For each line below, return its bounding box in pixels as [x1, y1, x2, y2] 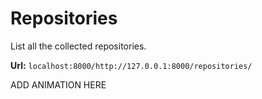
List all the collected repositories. [10, 40, 147, 52]
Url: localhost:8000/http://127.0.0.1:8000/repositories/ [10, 59, 253, 71]
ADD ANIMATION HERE [10, 78, 107, 91]
